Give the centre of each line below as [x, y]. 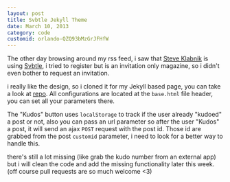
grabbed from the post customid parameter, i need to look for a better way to [115, 136]
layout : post [26, 13]
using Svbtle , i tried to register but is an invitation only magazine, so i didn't [113, 66]
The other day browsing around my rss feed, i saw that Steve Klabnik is [108, 58]
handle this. [24, 144]
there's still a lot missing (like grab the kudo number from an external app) [112, 157]
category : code [29, 33]
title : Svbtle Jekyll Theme [47, 20]
